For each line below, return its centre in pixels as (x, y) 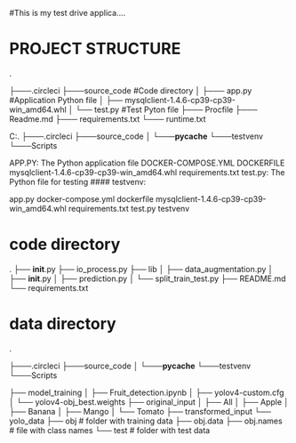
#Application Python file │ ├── (66, 100)
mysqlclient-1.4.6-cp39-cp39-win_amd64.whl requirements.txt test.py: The (148, 172)
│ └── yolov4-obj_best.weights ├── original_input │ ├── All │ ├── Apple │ (149, 402)
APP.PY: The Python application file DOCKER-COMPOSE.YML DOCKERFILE (147, 163)
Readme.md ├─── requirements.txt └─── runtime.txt (108, 118)
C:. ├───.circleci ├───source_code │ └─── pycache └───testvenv (136, 136)
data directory (63, 324)
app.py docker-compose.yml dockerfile (81, 198)
